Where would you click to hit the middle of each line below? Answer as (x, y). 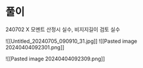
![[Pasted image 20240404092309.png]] (55, 59)
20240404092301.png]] (35, 47)
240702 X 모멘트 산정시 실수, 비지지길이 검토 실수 (63, 29)
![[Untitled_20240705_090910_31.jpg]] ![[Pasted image (71, 41)
